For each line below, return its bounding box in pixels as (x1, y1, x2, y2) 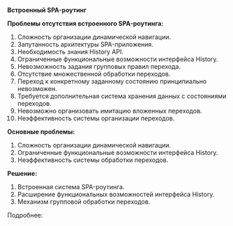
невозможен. (17, 85, 57, 92)
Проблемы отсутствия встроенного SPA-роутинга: (7, 19, 164, 27)
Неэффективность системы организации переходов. (17, 114, 175, 122)
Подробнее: (7, 211, 43, 219)
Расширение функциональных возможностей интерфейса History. (17, 191, 215, 198)
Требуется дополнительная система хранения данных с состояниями (17, 92, 227, 100)
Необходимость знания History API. (17, 48, 124, 56)
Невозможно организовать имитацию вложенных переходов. (17, 107, 202, 115)
